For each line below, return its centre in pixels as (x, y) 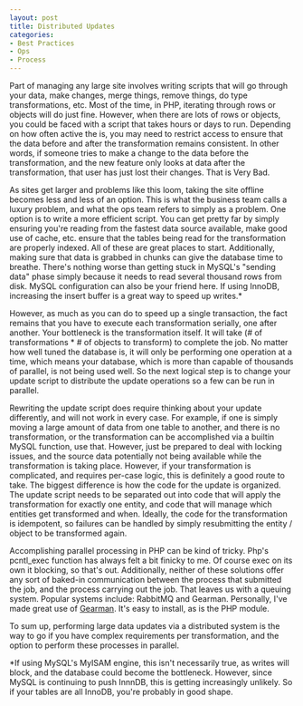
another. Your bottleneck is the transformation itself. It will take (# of (136, 333)
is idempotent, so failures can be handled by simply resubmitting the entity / (151, 523)
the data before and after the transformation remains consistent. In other (144, 143)
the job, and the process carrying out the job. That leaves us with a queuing (150, 589)
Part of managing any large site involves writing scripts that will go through (149, 86)
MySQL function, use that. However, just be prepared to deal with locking (146, 446)
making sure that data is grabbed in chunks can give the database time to (146, 257)
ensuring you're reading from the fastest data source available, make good (148, 228)
